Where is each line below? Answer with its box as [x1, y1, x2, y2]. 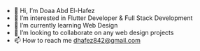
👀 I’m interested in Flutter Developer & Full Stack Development [13, 14, 193, 22]
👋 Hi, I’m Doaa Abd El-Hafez [13, 7, 96, 14]
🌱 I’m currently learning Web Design [13, 21, 118, 29]
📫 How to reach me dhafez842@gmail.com [13, 37, 141, 44]
